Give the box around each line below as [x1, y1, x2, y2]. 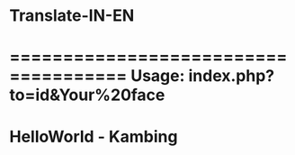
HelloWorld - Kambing [9, 126, 178, 147]
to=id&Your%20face [9, 85, 165, 105]
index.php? [188, 66, 275, 87]
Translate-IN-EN [9, 5, 135, 26]
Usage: [130, 66, 185, 87]
